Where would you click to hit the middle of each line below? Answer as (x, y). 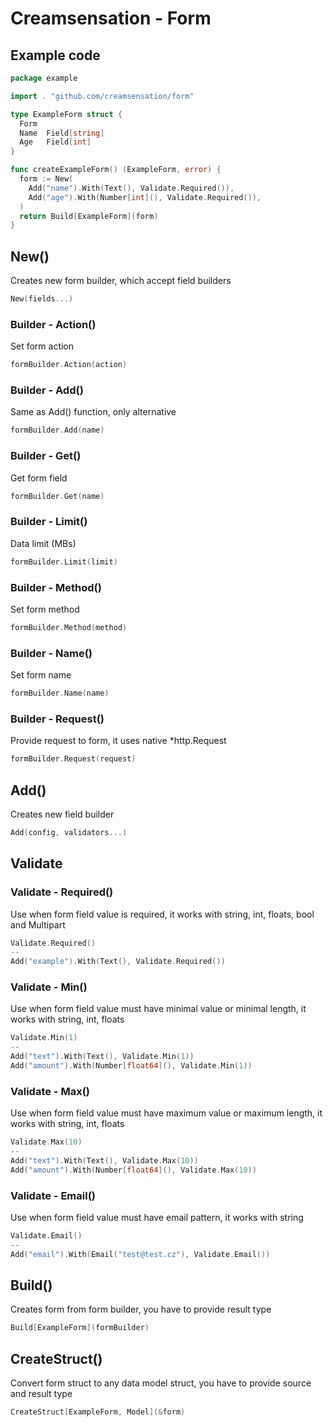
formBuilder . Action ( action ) (69, 365)
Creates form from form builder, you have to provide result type (141, 1309)
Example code (55, 55)
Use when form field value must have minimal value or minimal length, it (158, 1009)
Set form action (42, 346)
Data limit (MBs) (43, 543)
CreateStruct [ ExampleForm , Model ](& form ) (98, 1412)
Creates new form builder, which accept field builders (121, 281)
